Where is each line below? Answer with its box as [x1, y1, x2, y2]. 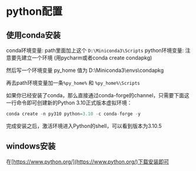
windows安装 [6, 142, 56, 152]
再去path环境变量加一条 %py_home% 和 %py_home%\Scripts [6, 80, 140, 86]
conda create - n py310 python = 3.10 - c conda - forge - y [6, 111, 141, 117]
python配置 [6, 5, 63, 18]
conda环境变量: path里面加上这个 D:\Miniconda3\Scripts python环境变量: [6, 47, 184, 54]
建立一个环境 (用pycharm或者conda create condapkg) [21, 54, 152, 61]
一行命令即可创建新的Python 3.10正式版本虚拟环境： [6, 99, 132, 106]
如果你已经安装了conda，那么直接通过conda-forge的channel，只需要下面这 [6, 92, 190, 98]
